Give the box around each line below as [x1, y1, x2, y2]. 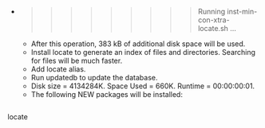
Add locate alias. [30, 64, 86, 74]
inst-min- [226, 7, 258, 16]
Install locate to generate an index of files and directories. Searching [30, 48, 256, 56]
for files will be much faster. [30, 56, 123, 65]
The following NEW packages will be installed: [30, 90, 183, 99]
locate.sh [197, 24, 229, 33]
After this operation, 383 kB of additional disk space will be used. [30, 39, 246, 48]
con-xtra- [197, 15, 230, 25]
